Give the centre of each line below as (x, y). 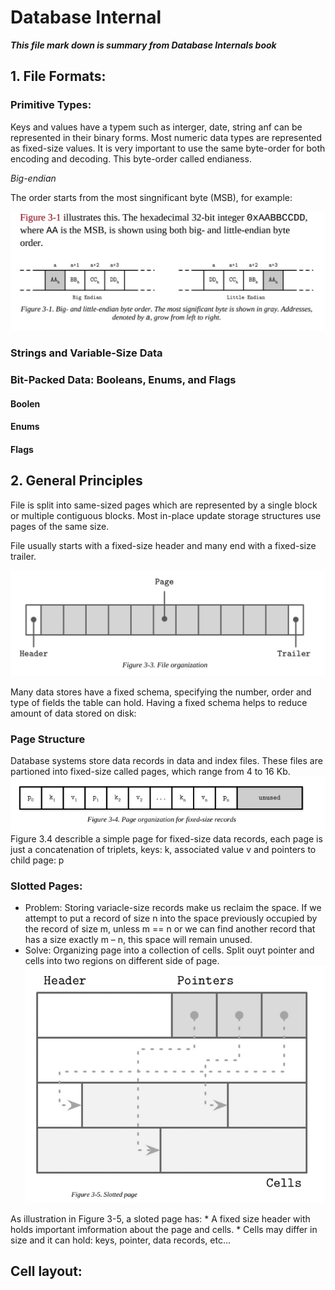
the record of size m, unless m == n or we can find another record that (170, 929)
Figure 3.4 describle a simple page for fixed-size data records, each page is (166, 839)
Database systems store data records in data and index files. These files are (166, 761)
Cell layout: (46, 1271)
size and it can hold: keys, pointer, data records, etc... (121, 1240)
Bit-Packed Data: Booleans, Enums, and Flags (123, 379)
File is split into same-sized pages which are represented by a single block (164, 505)
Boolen (25, 403)
